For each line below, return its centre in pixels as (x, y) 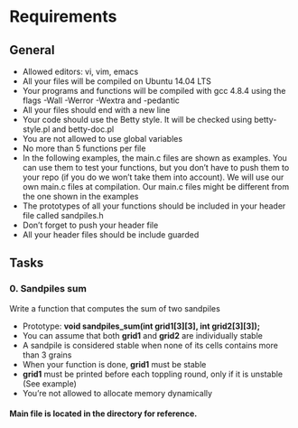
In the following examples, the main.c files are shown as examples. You (154, 158)
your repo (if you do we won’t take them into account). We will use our (153, 177)
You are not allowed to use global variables (102, 139)
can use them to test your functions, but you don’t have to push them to (156, 167)
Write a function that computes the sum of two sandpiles (115, 308)
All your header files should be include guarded (111, 235)
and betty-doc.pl (83, 129)
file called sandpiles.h (63, 215)
